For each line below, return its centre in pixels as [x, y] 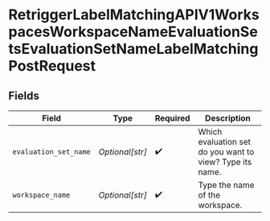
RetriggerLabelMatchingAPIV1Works [134, 15]
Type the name [226, 185]
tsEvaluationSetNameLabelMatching [133, 49]
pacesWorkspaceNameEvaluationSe [133, 32]
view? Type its [225, 162]
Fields [24, 95]
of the [209, 195]
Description [228, 118]
